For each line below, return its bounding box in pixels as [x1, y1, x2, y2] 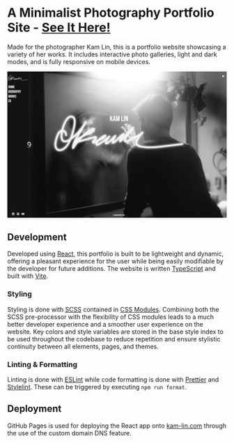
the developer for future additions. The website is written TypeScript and [7, 265, 216, 273]
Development [7, 231, 68, 243]
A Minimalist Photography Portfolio [7, 5, 214, 21]
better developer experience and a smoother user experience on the [7, 320, 203, 328]
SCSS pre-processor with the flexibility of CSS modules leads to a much [7, 312, 214, 321]
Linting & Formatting [7, 359, 78, 369]
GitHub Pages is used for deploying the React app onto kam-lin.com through [7, 421, 226, 430]
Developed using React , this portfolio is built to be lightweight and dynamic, [7, 249, 224, 258]
